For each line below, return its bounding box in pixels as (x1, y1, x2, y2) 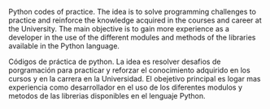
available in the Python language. (8, 41, 120, 51)
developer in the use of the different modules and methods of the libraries (8, 32, 256, 42)
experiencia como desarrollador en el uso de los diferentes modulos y (8, 82, 242, 92)
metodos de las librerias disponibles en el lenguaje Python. (8, 91, 206, 100)
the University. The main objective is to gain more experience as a (8, 24, 230, 33)
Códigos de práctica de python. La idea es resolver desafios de (8, 57, 221, 66)
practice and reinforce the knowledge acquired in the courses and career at (8, 15, 262, 25)
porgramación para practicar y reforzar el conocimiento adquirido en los (8, 65, 250, 75)
